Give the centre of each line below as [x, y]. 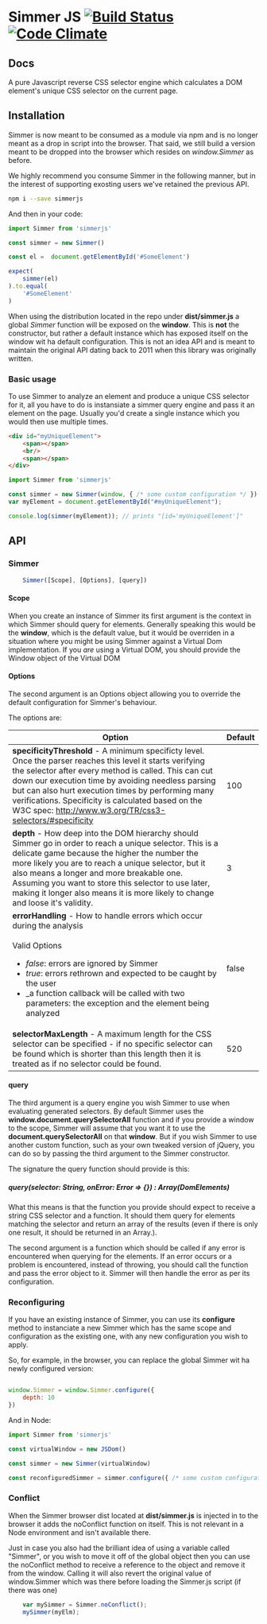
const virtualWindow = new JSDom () [67, 1449]
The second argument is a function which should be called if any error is [127, 1248]
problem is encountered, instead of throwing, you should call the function [128, 1265]
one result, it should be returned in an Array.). [83, 1233]
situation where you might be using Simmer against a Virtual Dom [115, 641]
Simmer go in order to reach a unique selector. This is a [115, 843]
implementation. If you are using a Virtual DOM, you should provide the [124, 649]
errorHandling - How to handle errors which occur [108, 916]
